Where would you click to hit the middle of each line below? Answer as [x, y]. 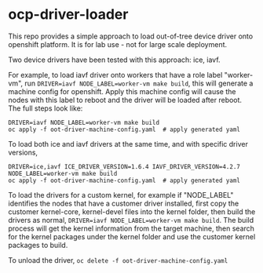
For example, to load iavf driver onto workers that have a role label [115, 75]
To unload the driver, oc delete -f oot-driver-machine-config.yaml [118, 260]
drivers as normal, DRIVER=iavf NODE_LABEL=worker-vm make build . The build [131, 220]
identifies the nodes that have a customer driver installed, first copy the [124, 203]
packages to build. [38, 245]
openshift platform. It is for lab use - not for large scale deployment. [118, 44]
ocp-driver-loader [68, 15]
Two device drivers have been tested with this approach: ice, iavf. [115, 60]
